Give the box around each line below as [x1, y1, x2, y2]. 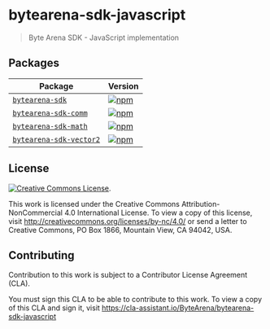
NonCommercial [8, 208, 63, 217]
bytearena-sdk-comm [12, 108, 88, 117]
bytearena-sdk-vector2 [12, 134, 100, 144]
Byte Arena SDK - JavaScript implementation [28, 33, 180, 42]
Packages [8, 56, 59, 70]
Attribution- [181, 199, 220, 208]
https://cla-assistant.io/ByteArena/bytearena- [101, 303, 255, 313]
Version [107, 80, 139, 91]
